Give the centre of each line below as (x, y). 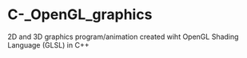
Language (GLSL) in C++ (48, 44)
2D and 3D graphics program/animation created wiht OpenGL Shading (123, 37)
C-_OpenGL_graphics (80, 15)
